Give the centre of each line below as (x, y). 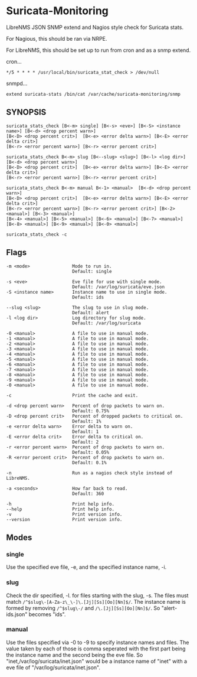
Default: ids (88, 297)
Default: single (92, 271)
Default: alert (91, 313)
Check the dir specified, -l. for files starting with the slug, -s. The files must (97, 595)
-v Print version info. (64, 514)
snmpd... (17, 83)
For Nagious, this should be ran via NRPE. (57, 38)
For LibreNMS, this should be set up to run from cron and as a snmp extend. (98, 50)
